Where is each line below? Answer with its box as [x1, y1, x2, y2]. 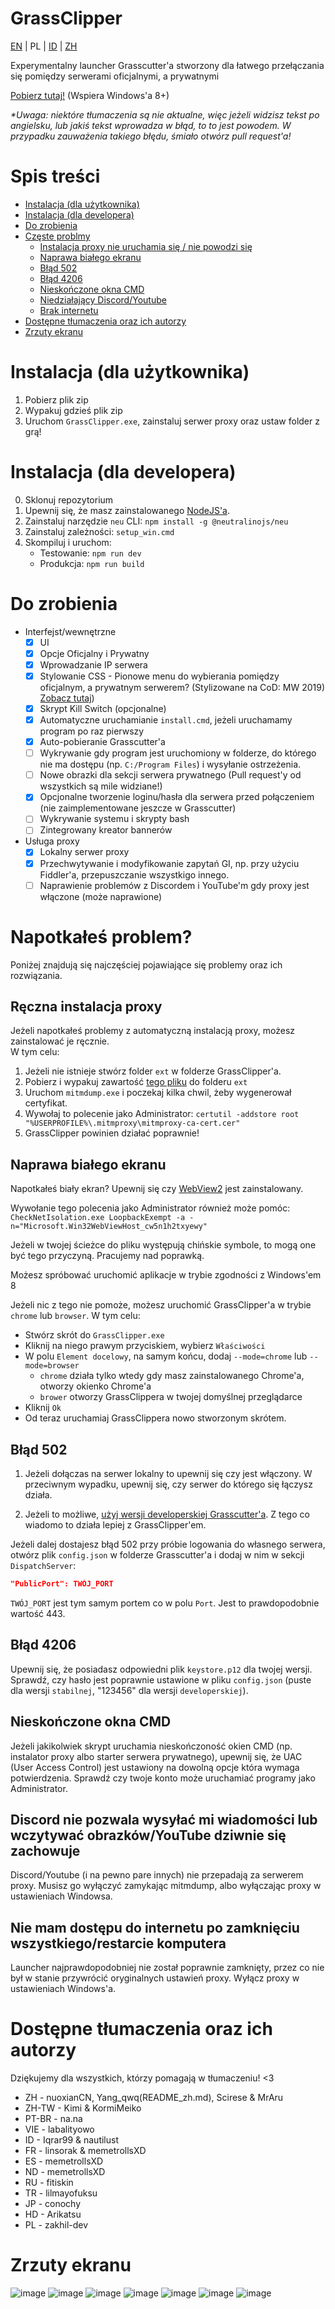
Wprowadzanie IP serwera [39, 658, 148, 671]
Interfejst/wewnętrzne [24, 625, 117, 637]
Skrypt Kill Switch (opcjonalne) [39, 702, 167, 714]
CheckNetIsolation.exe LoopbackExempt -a [10, 1213, 186, 1223]
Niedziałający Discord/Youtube [39, 293, 167, 306]
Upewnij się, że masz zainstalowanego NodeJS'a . [24, 504, 230, 516]
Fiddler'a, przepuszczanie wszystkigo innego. [39, 868, 230, 881]
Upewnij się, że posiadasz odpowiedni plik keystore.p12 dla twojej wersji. [10, 1663, 313, 1675]
